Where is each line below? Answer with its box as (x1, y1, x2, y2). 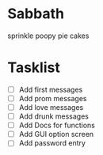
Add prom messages (18, 93, 87, 103)
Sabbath (7, 5, 65, 23)
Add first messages (18, 85, 83, 94)
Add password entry (18, 138, 86, 148)
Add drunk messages (18, 112, 89, 121)
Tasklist (7, 59, 60, 77)
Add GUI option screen (18, 130, 94, 139)
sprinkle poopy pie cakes (7, 31, 90, 40)
